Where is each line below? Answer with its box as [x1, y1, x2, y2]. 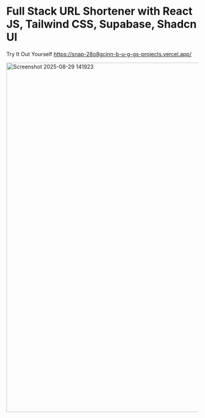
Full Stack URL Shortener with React [6, 4, 193, 18]
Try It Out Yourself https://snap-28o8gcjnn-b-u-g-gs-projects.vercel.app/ [6, 50, 192, 57]
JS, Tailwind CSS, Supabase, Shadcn [6, 17, 197, 31]
